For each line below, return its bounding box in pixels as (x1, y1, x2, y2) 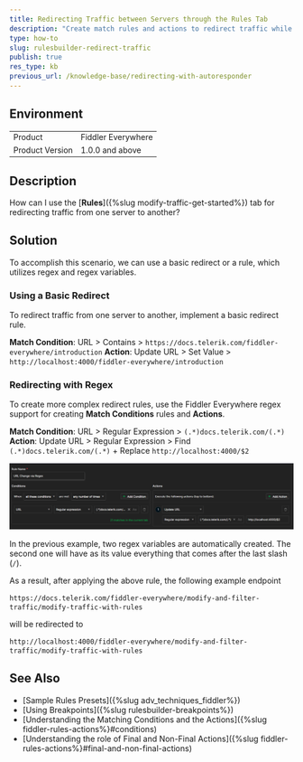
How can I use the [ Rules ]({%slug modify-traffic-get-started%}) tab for (9, 197, 275, 208)
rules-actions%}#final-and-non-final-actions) (22, 742, 192, 754)
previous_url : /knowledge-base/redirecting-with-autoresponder (9, 72, 252, 81)
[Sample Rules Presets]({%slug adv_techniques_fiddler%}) (22, 694, 241, 705)
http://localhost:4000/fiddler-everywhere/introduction (9, 358, 224, 367)
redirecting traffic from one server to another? (9, 207, 180, 217)
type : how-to (9, 33, 59, 42)
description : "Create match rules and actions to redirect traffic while (9, 24, 293, 33)
